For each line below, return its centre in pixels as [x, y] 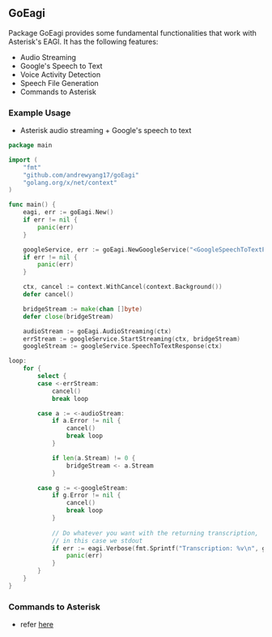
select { [52, 377]
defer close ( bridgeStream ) [68, 316]
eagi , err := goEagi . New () [68, 213]
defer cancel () [49, 295]
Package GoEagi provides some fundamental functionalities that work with [133, 32]
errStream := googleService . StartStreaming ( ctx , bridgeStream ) [132, 339]
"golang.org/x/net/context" [70, 183]
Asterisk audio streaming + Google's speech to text [106, 131]
